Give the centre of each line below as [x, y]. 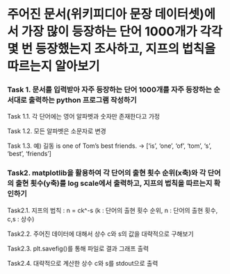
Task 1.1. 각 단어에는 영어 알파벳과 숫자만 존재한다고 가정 [84, 117]
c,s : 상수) [21, 219]
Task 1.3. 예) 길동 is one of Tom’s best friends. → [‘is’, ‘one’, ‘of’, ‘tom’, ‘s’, [109, 146]
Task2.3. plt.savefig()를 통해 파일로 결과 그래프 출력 [78, 248]
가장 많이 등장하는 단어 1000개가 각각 [122, 32]
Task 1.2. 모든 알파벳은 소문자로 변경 [57, 131]
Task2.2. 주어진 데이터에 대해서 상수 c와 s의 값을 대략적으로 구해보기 [100, 234]
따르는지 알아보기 [54, 66]
